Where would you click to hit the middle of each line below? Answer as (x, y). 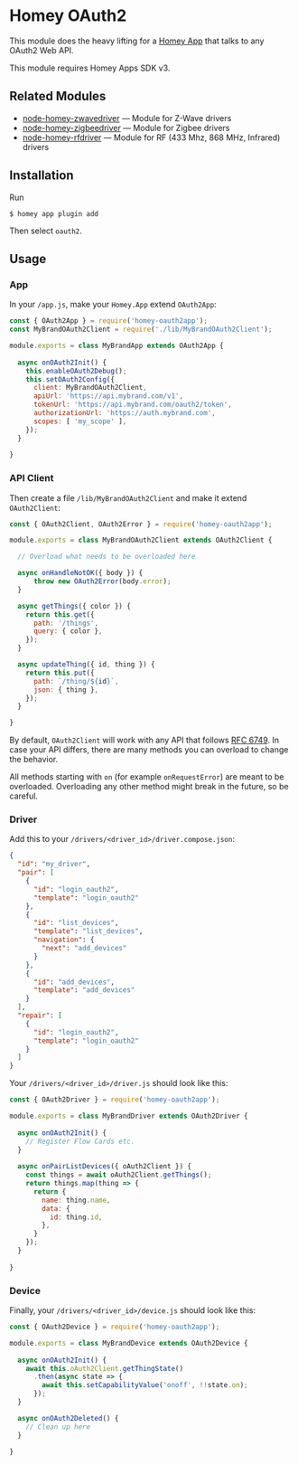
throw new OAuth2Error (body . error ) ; (102, 581)
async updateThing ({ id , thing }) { (86, 665)
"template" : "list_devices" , (88, 931)
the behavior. (34, 760)
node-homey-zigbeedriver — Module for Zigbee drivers (126, 128)
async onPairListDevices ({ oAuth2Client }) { (105, 1167)
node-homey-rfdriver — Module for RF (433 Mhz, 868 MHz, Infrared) (151, 137)
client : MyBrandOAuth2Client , (90, 388)
